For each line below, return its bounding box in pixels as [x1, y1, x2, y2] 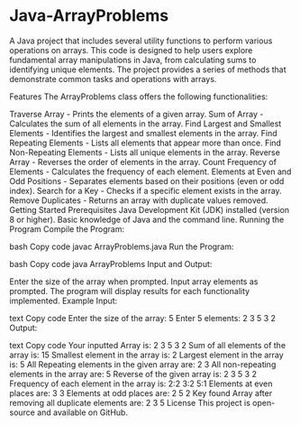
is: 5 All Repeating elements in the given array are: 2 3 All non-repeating [9, 358, 277, 370]
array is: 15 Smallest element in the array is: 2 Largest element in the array [9, 349, 284, 360]
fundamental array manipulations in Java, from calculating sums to [9, 54, 257, 65]
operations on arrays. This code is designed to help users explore [9, 44, 253, 55]
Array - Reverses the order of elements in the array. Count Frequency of [9, 156, 277, 167]
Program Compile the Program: [9, 223, 124, 235]
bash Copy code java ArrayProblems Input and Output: [9, 258, 213, 269]
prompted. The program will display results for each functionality [9, 285, 250, 296]
